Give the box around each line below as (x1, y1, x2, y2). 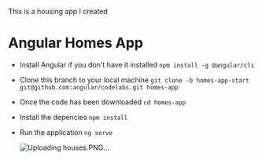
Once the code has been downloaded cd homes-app (19, 97, 186, 107)
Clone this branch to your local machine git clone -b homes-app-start (19, 75, 249, 85)
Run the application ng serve (19, 127, 113, 136)
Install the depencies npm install (19, 112, 128, 122)
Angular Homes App (8, 35, 144, 52)
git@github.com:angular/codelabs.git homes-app (19, 83, 179, 91)
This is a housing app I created (8, 7, 109, 16)
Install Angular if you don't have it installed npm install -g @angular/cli (19, 60, 255, 69)
